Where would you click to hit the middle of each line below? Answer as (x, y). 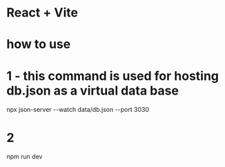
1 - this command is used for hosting (112, 76)
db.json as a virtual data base (92, 90)
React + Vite (42, 13)
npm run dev (25, 157)
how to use (39, 45)
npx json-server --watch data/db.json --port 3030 (78, 110)
